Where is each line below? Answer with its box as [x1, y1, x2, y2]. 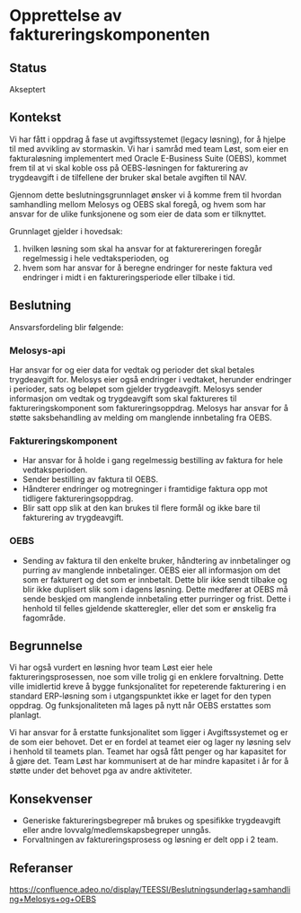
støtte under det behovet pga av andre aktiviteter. [9, 765, 193, 777]
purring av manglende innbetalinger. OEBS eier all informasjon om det [22, 565, 281, 575]
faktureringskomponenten [9, 24, 210, 45]
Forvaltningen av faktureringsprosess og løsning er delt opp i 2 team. [22, 834, 279, 845]
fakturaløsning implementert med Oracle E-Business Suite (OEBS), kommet [9, 153, 288, 163]
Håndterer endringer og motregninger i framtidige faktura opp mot [22, 484, 268, 495]
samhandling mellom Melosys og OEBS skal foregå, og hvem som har [9, 198, 267, 209]
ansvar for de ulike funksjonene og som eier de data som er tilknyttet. [9, 208, 267, 219]
